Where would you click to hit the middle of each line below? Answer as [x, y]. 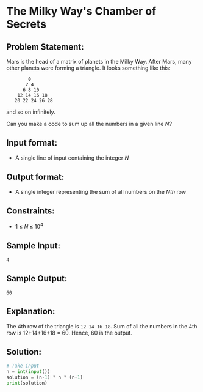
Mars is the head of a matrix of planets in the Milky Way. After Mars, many [99, 61]
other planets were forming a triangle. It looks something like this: [88, 68]
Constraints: [30, 211]
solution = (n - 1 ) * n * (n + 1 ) [45, 377]
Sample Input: [34, 246]
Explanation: [31, 312]
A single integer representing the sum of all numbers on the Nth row [101, 191]
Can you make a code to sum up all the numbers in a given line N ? [89, 124]
